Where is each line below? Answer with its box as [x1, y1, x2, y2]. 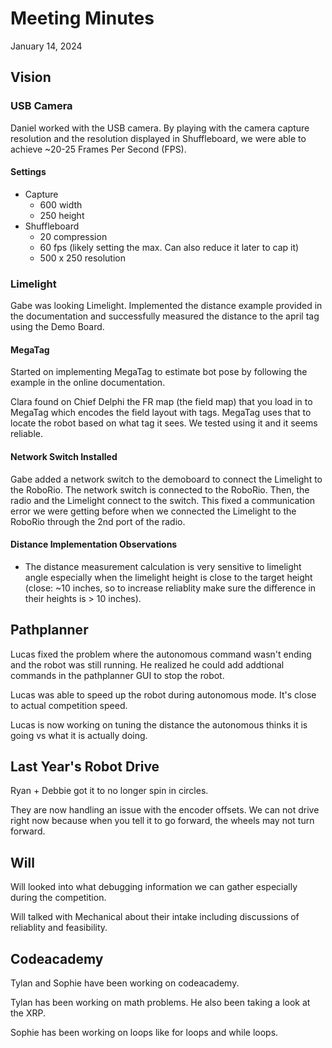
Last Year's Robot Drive [10, 758, 160, 775]
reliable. [10, 428, 44, 440]
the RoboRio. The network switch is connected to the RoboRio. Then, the [10, 483, 310, 496]
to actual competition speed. [10, 699, 128, 711]
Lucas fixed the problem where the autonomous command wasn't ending [10, 648, 312, 660]
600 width [39, 198, 83, 211]
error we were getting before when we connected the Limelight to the [10, 505, 297, 517]
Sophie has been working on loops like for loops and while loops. [10, 1026, 279, 1038]
